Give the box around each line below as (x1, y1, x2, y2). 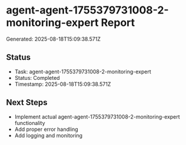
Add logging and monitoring (14, 131, 83, 139)
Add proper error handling (14, 126, 78, 133)
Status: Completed (14, 74, 60, 81)
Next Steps (6, 97, 48, 107)
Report (101, 16, 135, 29)
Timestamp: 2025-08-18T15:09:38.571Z (14, 80, 111, 87)
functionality (14, 119, 45, 126)
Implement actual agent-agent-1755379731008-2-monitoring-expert (14, 113, 181, 120)
